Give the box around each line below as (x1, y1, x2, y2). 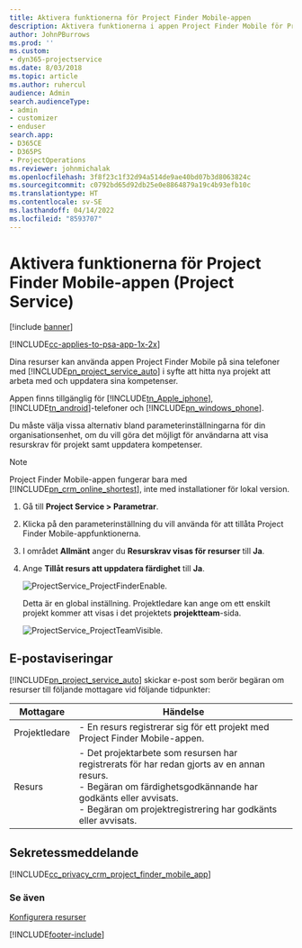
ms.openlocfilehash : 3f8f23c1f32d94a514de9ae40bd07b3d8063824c (9, 172, 252, 181)
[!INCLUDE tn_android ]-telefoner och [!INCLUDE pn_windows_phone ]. (9, 402, 264, 413)
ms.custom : (9, 47, 50, 56)
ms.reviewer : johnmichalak (9, 164, 111, 173)
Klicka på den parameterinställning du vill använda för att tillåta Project (22, 518, 284, 529)
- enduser (9, 123, 47, 132)
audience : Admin (9, 88, 70, 97)
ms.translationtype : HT (9, 189, 99, 198)
